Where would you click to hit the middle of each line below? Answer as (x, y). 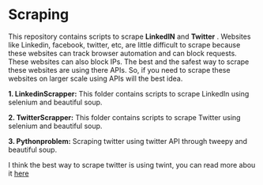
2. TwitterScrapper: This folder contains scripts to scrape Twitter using (124, 117)
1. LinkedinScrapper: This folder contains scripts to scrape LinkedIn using (129, 93)
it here (19, 173)
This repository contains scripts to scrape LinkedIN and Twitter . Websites (130, 36)
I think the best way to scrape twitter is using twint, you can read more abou (132, 164)
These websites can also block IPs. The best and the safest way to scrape (129, 62)
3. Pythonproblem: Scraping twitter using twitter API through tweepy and (128, 141)
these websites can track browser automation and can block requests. (122, 53)
